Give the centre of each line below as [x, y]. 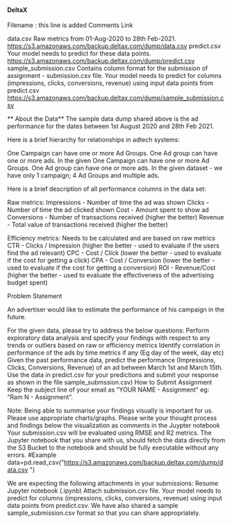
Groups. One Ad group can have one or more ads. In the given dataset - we [115, 168]
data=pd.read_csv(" [36, 463]
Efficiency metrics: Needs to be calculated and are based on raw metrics [111, 238]
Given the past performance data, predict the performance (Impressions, [111, 360]
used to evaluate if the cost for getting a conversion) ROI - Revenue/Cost [111, 268]
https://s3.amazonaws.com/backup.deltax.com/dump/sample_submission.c [116, 98]
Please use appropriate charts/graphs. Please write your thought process [112, 418]
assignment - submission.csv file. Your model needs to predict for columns [115, 76]
